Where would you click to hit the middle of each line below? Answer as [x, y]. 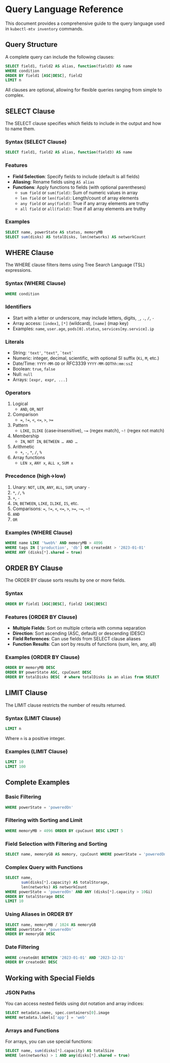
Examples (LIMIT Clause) [37, 751]
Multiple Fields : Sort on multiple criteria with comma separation [79, 628]
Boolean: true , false [34, 369]
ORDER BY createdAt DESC [31, 962]
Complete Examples [37, 782]
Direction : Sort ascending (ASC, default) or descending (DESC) [79, 633]
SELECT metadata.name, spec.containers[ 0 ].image [57, 1013]
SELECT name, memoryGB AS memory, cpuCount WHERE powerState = [73, 854]
